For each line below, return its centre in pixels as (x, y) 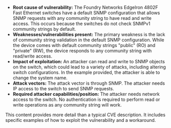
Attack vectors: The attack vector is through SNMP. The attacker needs (89, 83)
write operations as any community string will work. (67, 105)
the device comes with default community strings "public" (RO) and (84, 45)
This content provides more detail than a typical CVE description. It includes (85, 115)
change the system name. (40, 78)
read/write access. (33, 56)
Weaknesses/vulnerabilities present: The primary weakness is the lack (89, 34)
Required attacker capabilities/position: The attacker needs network (86, 94)
